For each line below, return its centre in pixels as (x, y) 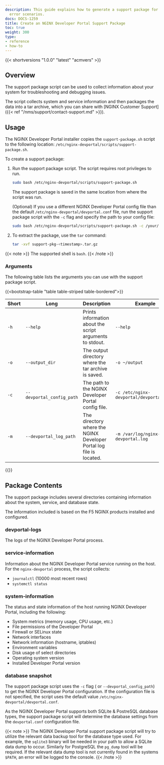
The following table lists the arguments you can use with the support (74, 277)
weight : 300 (17, 32)
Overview (20, 76)
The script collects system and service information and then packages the (80, 102)
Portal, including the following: (36, 612)
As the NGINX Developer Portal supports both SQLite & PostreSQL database (82, 711)
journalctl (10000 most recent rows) (50, 578)
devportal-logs (23, 529)
